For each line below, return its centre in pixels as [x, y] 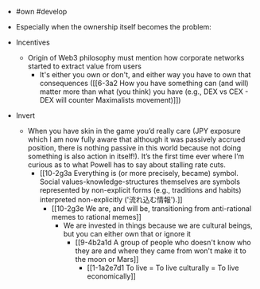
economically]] [112, 276]
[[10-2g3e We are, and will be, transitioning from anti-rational [151, 209]
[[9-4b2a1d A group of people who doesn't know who [163, 242]
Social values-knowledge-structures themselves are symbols [140, 182]
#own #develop [41, 12]
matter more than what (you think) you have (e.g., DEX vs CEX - [144, 92]
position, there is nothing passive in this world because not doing [134, 148]
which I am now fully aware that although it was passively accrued [136, 139]
